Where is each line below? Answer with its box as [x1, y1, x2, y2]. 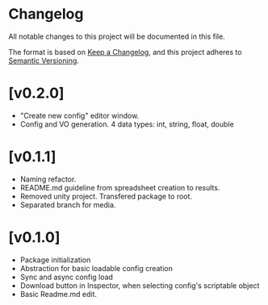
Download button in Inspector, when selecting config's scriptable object [19, 280, 260, 290]
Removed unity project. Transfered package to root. [19, 191, 192, 201]
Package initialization [19, 255, 91, 265]
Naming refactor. [19, 174, 77, 184]
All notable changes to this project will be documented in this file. [8, 31, 226, 41]
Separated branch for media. [19, 199, 116, 210]
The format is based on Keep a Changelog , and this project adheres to [8, 47, 242, 56]
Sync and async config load [19, 272, 113, 282]
